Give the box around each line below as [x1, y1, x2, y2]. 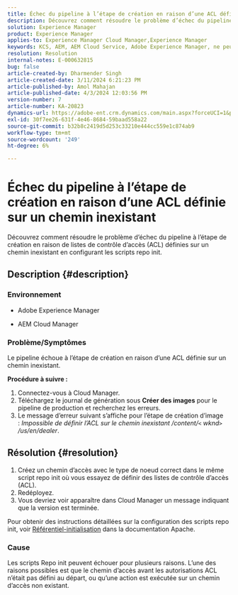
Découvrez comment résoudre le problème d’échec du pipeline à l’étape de [7, 233, 227, 241]
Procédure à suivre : [7, 375, 69, 383]
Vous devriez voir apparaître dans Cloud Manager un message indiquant [17, 496, 229, 504]
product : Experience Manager [7, 30, 93, 38]
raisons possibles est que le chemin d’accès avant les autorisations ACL [7, 566, 217, 575]
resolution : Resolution [7, 50, 78, 58]
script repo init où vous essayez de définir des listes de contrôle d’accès [17, 473, 229, 481]
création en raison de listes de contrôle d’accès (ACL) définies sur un [7, 241, 209, 249]
